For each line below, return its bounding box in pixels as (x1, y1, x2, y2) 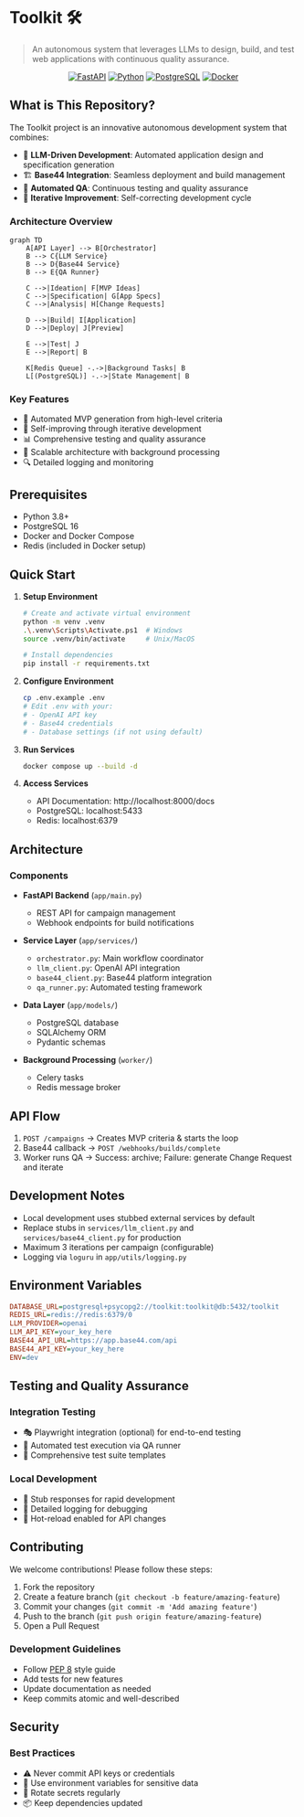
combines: (9, 132, 49, 143)
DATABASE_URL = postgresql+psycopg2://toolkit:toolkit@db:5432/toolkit (9, 1302, 280, 1312)
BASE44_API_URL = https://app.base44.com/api (9, 1336, 178, 1345)
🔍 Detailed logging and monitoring (22, 457, 154, 468)
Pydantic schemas (36, 1036, 107, 1047)
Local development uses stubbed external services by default (22, 1212, 256, 1223)
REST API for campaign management (36, 908, 176, 919)
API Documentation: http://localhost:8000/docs (36, 796, 215, 807)
